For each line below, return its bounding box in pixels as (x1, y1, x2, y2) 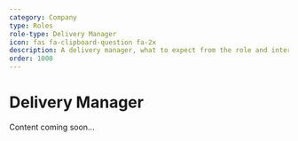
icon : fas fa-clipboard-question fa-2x (9, 37, 157, 47)
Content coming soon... (9, 121, 95, 132)
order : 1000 (9, 54, 53, 63)
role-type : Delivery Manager (9, 29, 117, 38)
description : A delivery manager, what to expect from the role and (9, 46, 268, 55)
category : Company (9, 12, 77, 22)
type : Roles (9, 21, 53, 30)
